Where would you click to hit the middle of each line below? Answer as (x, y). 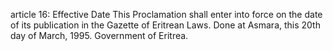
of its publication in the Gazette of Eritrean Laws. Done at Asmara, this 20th (165, 25)
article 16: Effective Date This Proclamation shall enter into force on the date (166, 14)
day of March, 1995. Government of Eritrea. (99, 35)
